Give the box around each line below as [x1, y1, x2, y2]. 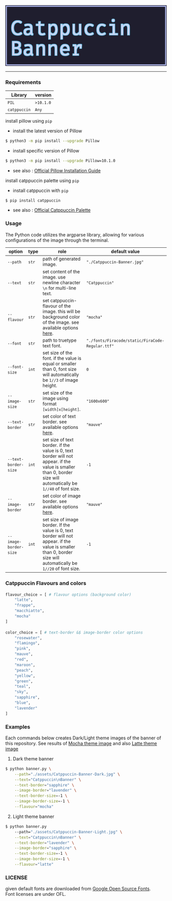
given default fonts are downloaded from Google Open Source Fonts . [5, 886, 151, 892]
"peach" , [14, 668, 33, 673]
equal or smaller [42, 361, 77, 367]
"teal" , [14, 684, 31, 689]
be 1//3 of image [42, 377, 78, 383]
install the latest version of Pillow [12, 128, 82, 134]
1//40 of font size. [42, 486, 80, 492]
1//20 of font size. [42, 565, 80, 572]
